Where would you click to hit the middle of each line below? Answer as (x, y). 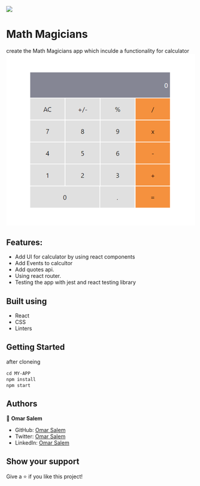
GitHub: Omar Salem (40, 430)
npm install (21, 379)
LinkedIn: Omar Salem (42, 442)
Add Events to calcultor (44, 263)
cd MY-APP (19, 373)
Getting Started (36, 347)
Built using (27, 301)
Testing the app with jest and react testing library (75, 283)
